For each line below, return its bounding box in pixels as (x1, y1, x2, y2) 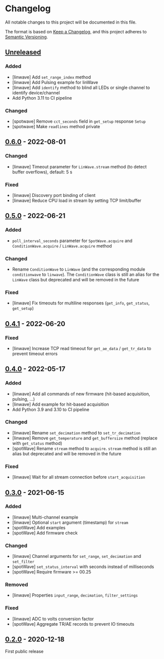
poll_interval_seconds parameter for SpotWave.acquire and (12, 238, 133, 244)
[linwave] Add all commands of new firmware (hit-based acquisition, (12, 391, 150, 397)
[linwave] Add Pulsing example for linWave (12, 79, 98, 85)
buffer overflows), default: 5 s (12, 169, 72, 175)
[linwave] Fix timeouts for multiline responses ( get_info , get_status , (12, 300, 150, 306)
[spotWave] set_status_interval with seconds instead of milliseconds (12, 564, 154, 570)
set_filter (12, 559, 35, 565)
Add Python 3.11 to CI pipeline (12, 95, 72, 101)
